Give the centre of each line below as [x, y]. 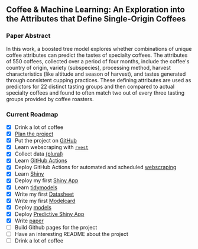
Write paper [29, 221]
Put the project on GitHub [46, 141]
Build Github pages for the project [56, 227]
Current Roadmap [32, 114]
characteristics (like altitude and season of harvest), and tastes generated [96, 74]
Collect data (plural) [39, 154]
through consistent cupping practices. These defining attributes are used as [99, 80]
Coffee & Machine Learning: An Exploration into [95, 10]
